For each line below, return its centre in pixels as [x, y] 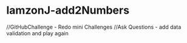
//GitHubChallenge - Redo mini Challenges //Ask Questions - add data [94, 27]
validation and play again [37, 33]
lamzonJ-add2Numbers [68, 10]
